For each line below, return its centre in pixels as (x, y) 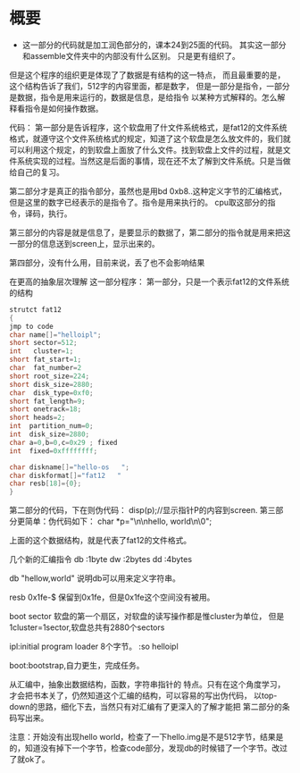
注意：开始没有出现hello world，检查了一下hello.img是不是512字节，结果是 (146, 737)
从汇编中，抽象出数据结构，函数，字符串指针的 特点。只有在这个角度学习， (147, 685)
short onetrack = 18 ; (46, 409)
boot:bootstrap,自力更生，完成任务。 (77, 666)
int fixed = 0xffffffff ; (54, 451)
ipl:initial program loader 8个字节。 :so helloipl (94, 647)
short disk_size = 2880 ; (51, 384)
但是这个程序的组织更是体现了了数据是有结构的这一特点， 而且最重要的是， (147, 75)
